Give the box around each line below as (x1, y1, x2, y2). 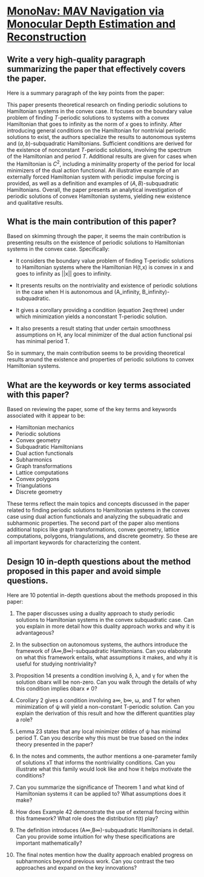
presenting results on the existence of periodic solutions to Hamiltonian (7, 239, 185, 247)
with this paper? (7, 389, 70, 400)
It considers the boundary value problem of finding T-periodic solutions (15, 257, 194, 265)
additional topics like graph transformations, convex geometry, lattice (7, 526, 180, 533)
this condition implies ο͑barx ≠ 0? (15, 685, 97, 692)
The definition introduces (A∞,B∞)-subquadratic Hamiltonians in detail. (15, 827, 194, 834)
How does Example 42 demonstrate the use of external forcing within (15, 808, 189, 816)
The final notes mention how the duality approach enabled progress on (15, 851, 193, 859)
